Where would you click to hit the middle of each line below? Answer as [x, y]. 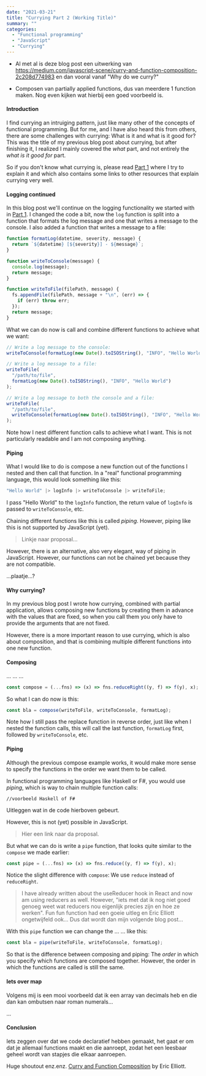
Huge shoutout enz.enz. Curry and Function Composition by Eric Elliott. [97, 1066]
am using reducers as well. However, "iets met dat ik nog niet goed [106, 900]
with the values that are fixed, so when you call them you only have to [94, 617]
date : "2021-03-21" [31, 12]
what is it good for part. [36, 155]
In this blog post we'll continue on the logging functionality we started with [101, 208]
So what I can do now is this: [43, 699]
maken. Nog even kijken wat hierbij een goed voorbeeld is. [89, 95]
